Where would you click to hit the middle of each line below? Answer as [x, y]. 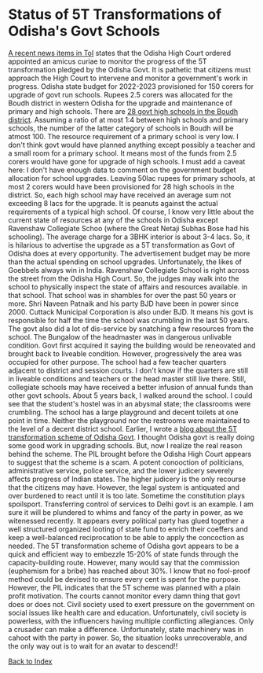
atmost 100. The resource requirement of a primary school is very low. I [123, 136]
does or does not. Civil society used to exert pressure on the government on [131, 604]
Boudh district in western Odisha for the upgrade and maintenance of [121, 103]
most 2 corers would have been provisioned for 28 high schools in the [121, 186]
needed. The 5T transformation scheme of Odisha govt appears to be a [124, 546]
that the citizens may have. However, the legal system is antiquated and [124, 487]
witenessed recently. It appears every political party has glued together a [126, 520]
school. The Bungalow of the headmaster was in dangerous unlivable [120, 336]
